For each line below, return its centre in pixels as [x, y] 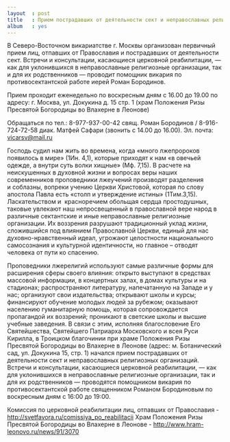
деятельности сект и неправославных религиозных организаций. [103, 361]
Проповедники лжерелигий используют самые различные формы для [110, 266]
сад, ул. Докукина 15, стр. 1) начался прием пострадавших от [98, 353]
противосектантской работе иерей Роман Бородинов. [87, 82]
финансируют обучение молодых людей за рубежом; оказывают [103, 302]
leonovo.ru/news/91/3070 [43, 432]
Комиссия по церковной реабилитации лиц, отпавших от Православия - [113, 410]
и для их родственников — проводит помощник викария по [94, 75]
